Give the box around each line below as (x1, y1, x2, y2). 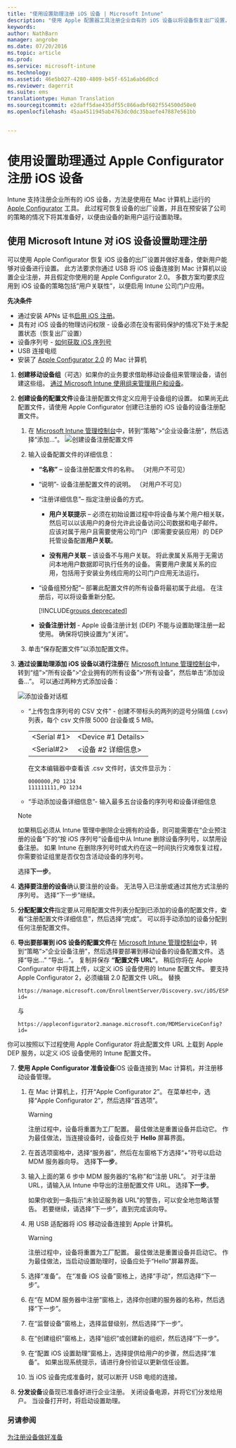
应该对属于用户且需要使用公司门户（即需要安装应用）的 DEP (48, 527, 223, 536)
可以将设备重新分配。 (57, 592, 119, 600)
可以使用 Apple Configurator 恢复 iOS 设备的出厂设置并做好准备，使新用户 (7, 255, 221, 263)
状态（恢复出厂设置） (23, 329, 86, 337)
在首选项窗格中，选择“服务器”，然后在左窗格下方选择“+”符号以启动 (27, 1148, 222, 1157)
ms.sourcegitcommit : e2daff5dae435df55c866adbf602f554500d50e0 (7, 102, 197, 109)
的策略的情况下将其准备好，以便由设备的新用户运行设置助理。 (7, 212, 186, 221)
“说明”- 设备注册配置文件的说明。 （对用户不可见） (38, 480, 186, 488)
